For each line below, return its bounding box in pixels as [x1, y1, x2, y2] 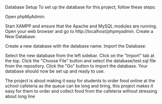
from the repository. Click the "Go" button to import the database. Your [5, 63, 148, 69]
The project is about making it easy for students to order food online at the [5, 78, 155, 83]
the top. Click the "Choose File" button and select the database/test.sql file [5, 58, 156, 63]
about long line [5, 93, 35, 99]
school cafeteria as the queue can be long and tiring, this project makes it [5, 83, 153, 89]
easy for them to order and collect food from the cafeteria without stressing [5, 88, 158, 94]
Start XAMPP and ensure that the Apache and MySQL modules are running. [5, 23, 158, 29]
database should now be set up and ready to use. [5, 68, 105, 74]
